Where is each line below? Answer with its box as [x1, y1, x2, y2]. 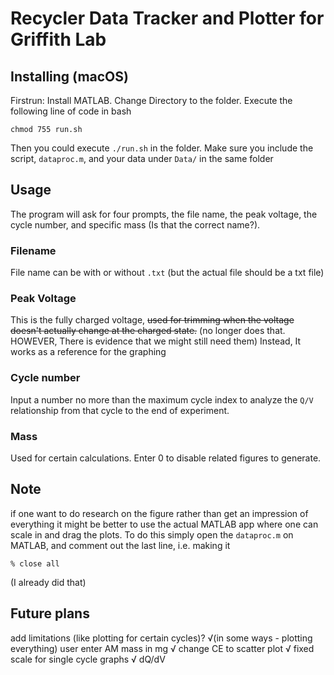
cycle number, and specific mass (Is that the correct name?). [10, 218, 261, 231]
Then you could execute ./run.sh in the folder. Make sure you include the [10, 142, 314, 154]
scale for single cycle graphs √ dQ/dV [10, 653, 166, 665]
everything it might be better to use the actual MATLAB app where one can [10, 518, 319, 530]
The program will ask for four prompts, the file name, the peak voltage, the [10, 208, 318, 220]
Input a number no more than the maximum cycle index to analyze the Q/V [10, 393, 314, 406]
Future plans [10, 605, 90, 622]
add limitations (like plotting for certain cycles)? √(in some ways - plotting [10, 632, 313, 644]
